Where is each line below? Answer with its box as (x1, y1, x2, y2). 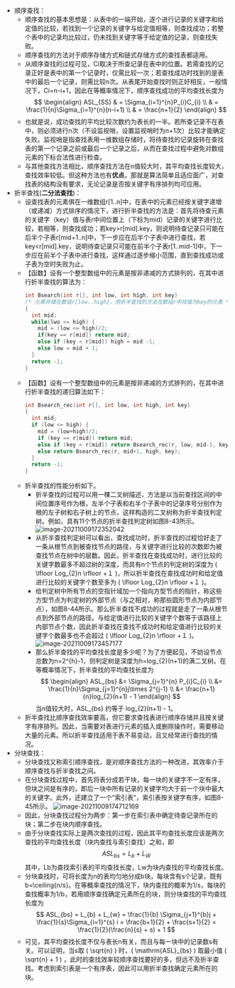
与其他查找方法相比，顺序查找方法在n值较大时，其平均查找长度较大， (24, 162, 228, 170)
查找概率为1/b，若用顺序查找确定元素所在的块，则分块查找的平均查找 (24, 889, 226, 898)
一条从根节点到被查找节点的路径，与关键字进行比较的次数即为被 (35, 542, 222, 551)
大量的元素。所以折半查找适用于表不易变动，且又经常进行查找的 (24, 731, 212, 740)
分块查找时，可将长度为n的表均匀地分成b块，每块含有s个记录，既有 (24, 871, 222, 881)
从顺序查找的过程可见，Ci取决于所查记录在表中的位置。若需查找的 (24, 60, 218, 68)
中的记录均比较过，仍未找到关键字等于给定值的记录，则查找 (37, 33, 212, 41)
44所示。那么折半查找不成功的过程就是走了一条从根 (70, 604, 222, 614)
